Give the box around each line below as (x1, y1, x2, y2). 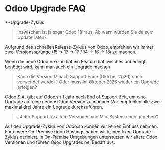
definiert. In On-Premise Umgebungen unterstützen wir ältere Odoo (19, 134, 158, 140)
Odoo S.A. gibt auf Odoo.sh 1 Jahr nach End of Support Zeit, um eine (5, 94, 146, 100)
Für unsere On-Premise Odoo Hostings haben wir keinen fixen (5, 128, 132, 134)
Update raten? (17, 34, 47, 40)
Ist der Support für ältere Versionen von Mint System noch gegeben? (17, 113, 158, 119)
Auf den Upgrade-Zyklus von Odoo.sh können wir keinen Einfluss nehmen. (5, 123, 158, 129)
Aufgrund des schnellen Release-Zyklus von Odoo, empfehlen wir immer (5, 44, 154, 50)
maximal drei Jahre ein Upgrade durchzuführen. (5, 104, 103, 110)
